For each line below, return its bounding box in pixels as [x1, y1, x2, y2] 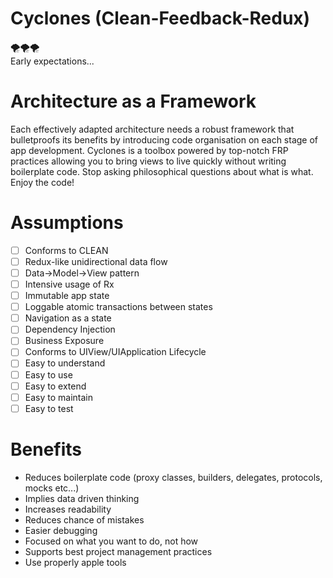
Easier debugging [24, 524, 98, 536]
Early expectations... [10, 55, 95, 67]
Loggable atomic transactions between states [24, 301, 213, 313]
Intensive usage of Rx [24, 278, 115, 290]
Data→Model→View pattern [24, 267, 140, 279]
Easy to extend [24, 380, 87, 392]
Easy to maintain [24, 391, 93, 403]
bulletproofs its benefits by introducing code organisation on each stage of [10, 133, 319, 146]
